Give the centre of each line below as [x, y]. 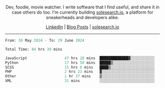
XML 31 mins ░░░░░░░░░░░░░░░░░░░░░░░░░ [80, 81]
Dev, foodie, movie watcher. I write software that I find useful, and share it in [82, 7]
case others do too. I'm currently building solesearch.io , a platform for [82, 12]
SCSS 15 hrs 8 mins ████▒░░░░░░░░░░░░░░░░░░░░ [80, 67]
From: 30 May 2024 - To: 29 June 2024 [45, 41]
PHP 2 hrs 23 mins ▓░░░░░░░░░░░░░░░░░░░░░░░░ [80, 72]
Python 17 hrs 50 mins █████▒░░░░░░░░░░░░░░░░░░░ [80, 63]
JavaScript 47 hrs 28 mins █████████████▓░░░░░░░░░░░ [80, 58]
